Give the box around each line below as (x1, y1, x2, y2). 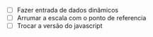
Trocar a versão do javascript (16, 22, 103, 30)
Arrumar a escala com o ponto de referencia (16, 14, 147, 22)
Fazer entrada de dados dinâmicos (16, 6, 118, 14)
